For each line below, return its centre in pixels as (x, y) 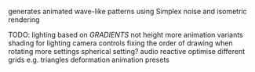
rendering (24, 20)
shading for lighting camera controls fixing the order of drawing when (120, 43)
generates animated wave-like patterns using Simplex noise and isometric (127, 11)
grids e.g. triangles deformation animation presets (89, 59)
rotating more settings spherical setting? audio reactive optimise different (127, 51)
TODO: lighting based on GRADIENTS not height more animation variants (126, 35)
